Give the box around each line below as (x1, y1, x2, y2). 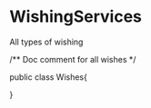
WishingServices (9, 6, 143, 27)
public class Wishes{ (9, 71, 88, 83)
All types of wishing (9, 36, 84, 47)
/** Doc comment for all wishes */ (9, 54, 136, 64)
